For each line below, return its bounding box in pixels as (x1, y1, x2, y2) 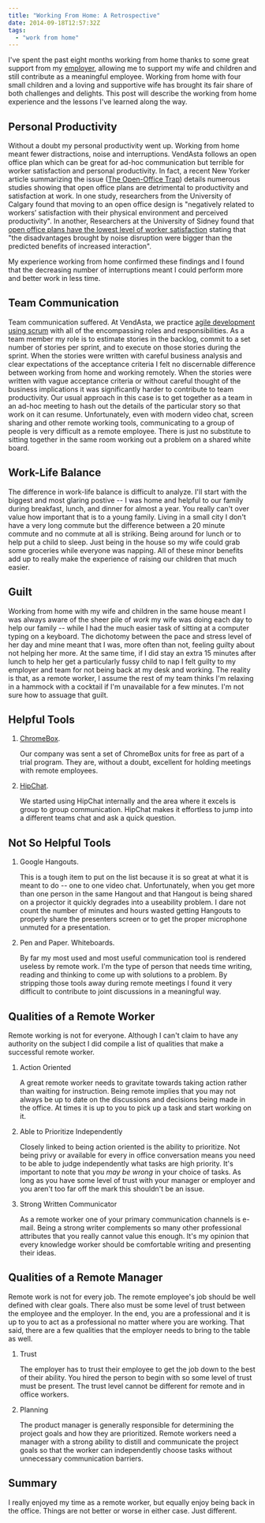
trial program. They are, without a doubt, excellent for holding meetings (19, 758, 252, 767)
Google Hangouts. (19, 857, 79, 866)
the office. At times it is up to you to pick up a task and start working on (19, 1102, 252, 1113)
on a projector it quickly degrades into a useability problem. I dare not (19, 897, 246, 907)
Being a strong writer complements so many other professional (36, 1222, 242, 1232)
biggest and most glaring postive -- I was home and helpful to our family (8, 495, 244, 505)
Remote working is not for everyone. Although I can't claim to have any (8, 1031, 239, 1040)
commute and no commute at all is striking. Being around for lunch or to (8, 529, 241, 538)
